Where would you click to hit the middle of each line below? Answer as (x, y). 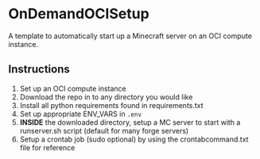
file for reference (47, 147)
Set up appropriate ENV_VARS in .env (80, 114)
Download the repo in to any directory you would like (106, 97)
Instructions (39, 70)
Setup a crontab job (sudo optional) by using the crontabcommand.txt (134, 139)
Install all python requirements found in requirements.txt (112, 105)
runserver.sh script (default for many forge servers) (104, 130)
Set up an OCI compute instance (73, 88)
